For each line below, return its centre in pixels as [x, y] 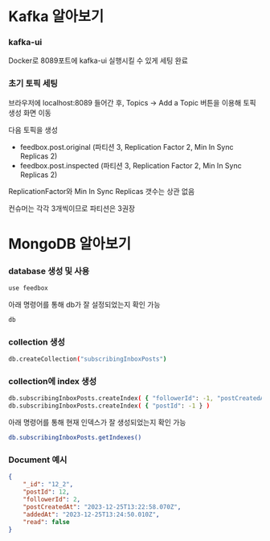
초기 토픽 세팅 [33, 84]
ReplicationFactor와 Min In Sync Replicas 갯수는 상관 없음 [102, 191]
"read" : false [46, 522]
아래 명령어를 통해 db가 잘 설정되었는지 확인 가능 [84, 305]
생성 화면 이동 [30, 113]
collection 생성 [37, 341]
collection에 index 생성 [53, 382]
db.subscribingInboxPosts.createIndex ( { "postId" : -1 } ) [109, 406]
